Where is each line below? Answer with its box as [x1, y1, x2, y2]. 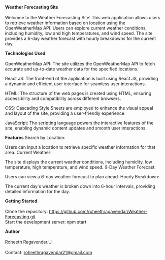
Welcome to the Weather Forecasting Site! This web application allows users [5, 15, 161, 20]
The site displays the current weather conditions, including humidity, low [5, 159, 153, 164]
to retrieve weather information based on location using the [5, 20, 126, 26]
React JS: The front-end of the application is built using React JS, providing [5, 76, 159, 81]
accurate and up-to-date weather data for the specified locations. [5, 66, 139, 72]
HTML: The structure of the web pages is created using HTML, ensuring [5, 91, 152, 96]
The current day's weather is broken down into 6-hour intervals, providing [5, 183, 155, 189]
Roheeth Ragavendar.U [5, 239, 52, 245]
